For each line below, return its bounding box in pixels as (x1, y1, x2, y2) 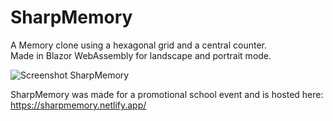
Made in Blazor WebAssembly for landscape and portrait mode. (10, 49, 272, 61)
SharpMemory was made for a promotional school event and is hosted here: (10, 88, 324, 100)
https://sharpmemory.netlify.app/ (10, 99, 147, 111)
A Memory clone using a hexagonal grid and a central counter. (10, 39, 268, 51)
